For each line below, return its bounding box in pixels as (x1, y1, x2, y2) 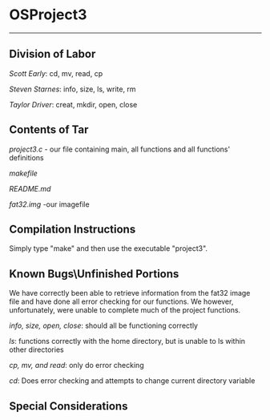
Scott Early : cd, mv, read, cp (9, 68, 103, 78)
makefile (9, 168, 38, 178)
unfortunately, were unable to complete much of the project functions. (9, 305, 241, 315)
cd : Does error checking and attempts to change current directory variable (9, 376, 256, 386)
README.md (9, 184, 51, 193)
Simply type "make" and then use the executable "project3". (9, 244, 208, 253)
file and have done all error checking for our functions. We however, (9, 297, 234, 306)
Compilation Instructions (9, 222, 136, 236)
